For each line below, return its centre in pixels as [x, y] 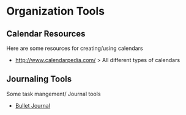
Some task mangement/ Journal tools [54, 94]
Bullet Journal [33, 105]
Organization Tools [56, 11]
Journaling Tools [39, 79]
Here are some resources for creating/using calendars [75, 48]
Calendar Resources [46, 34]
